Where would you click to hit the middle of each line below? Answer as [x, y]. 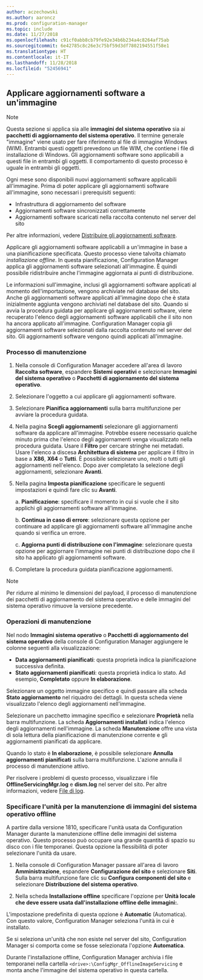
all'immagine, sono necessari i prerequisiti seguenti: [71, 193]
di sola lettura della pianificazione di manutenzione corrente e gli [87, 735]
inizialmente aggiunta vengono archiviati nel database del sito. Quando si [98, 304]
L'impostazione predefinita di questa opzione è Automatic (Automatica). [96, 914]
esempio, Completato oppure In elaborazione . [73, 679]
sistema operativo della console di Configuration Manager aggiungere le [98, 641]
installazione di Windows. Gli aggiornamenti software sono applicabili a [95, 155]
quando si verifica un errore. [51, 533]
